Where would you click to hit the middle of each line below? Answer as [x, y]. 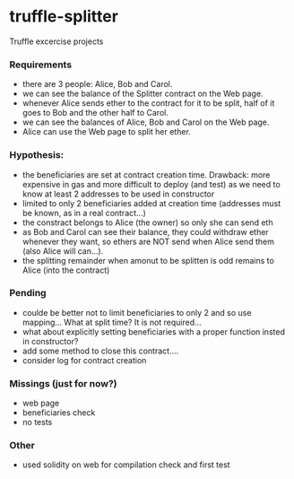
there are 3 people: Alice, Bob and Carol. [97, 84]
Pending [28, 293]
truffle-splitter [64, 17]
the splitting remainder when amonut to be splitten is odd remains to [148, 260]
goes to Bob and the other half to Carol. [95, 113]
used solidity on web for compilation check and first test [126, 465]
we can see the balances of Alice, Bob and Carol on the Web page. [146, 122]
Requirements [41, 65]
